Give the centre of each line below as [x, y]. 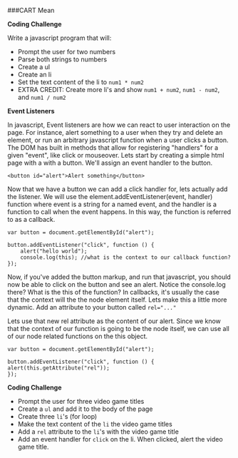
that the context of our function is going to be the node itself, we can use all [118, 329]
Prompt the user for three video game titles [81, 401]
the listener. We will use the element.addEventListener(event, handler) [110, 197]
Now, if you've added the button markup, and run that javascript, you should [119, 277]
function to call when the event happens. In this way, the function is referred [119, 212]
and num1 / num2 [42, 97]
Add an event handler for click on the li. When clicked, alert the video [120, 439]
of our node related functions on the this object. [78, 336]
